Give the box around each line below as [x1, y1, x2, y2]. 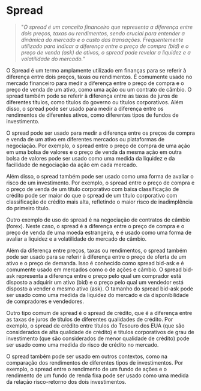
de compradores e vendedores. [6, 298, 84, 305]
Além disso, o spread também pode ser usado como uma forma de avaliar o [6, 172, 194, 180]
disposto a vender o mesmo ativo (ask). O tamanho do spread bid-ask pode [6, 285, 194, 292]
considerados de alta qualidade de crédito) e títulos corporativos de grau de [6, 328, 194, 335]
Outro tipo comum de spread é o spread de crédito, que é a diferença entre [6, 309, 193, 316]
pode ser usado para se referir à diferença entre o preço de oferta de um [6, 253, 187, 260]
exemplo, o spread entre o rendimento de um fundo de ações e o [6, 365, 167, 372]
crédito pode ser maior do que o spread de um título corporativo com [6, 192, 178, 199]
